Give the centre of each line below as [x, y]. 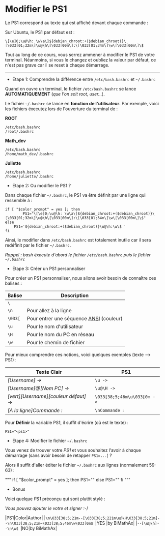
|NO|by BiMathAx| [39, 528]
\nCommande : [110, 410]
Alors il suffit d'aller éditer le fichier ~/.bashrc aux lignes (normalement [77, 465]
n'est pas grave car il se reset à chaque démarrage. [57, 65]
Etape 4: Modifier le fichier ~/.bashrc [50, 441]
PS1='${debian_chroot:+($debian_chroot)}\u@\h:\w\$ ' [70, 226]
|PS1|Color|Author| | [25, 518]
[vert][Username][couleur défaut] [47, 396]
